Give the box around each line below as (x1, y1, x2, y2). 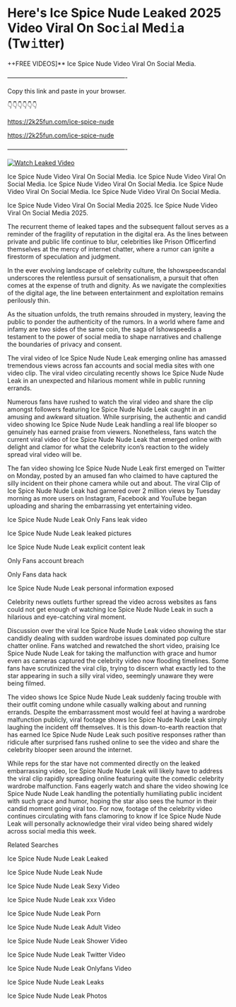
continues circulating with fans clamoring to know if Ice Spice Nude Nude (7, 812, 221, 820)
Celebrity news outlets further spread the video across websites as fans (7, 597, 217, 606)
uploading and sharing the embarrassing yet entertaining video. (7, 501, 193, 510)
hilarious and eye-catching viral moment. (7, 613, 127, 621)
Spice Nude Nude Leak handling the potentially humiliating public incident (7, 789, 223, 797)
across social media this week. (7, 826, 97, 835)
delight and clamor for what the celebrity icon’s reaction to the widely (7, 443, 209, 451)
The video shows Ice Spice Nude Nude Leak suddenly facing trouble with (7, 693, 221, 701)
